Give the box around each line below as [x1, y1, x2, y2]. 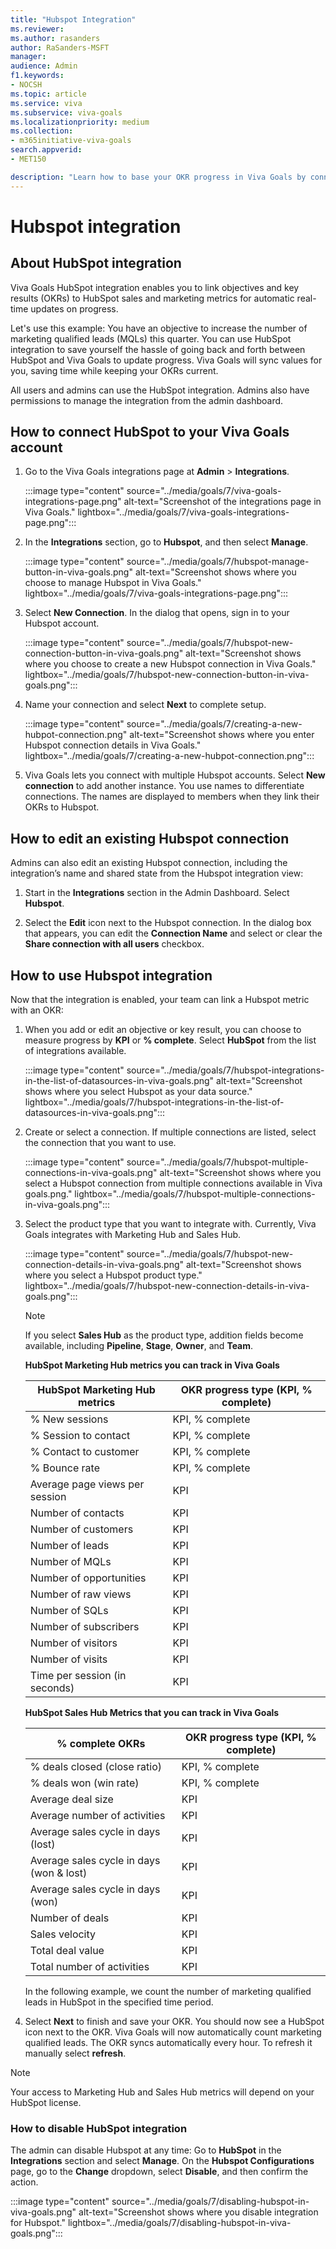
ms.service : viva [10, 98, 83, 108]
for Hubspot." [10, 2217, 66, 2229]
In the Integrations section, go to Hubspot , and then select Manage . [24, 536, 309, 548]
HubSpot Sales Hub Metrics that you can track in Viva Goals [24, 1707, 280, 1719]
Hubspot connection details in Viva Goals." [24, 739, 202, 751]
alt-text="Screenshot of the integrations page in [123, 496, 322, 508]
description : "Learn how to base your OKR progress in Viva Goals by [10, 172, 307, 182]
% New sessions [29, 1412, 109, 1426]
